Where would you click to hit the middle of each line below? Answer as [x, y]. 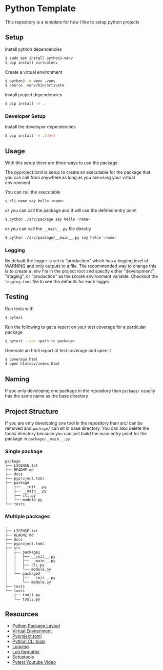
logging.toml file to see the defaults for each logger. [58, 282]
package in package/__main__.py [38, 439]
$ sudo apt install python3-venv [39, 58]
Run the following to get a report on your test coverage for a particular [76, 327]
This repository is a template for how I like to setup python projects [72, 22]
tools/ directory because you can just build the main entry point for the [76, 433]
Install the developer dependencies [41, 127]
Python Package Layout [36, 626]
